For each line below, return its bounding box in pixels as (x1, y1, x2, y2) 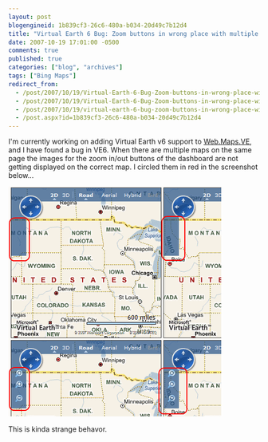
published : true (8, 55, 62, 63)
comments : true (8, 46, 59, 55)
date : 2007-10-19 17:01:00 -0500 (8, 38, 120, 46)
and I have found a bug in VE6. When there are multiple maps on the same (8, 145, 253, 155)
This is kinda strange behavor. (8, 424, 108, 434)
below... (8, 171, 34, 180)
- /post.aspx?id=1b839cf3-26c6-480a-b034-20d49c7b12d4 (15, 114, 202, 122)
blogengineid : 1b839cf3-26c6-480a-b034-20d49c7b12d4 (8, 21, 187, 30)
